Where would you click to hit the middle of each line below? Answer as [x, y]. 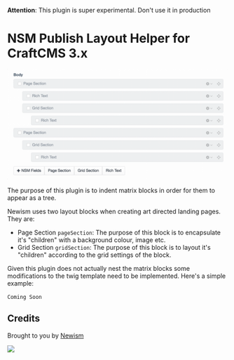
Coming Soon [25, 297]
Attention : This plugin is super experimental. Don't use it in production [109, 10]
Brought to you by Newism [46, 335]
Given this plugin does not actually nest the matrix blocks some [99, 268]
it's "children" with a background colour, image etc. [91, 240]
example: [20, 283]
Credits [24, 319]
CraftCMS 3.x [48, 54]
